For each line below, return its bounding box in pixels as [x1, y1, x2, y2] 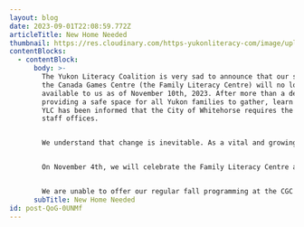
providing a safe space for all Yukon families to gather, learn [42, 97, 294, 107]
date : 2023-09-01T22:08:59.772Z [9, 22, 131, 31]
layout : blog [9, 13, 59, 23]
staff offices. [42, 114, 100, 123]
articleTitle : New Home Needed [9, 30, 128, 39]
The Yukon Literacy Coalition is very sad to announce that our [42, 72, 290, 81]
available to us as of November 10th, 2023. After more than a [42, 89, 285, 98]
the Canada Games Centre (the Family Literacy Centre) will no [42, 80, 285, 90]
